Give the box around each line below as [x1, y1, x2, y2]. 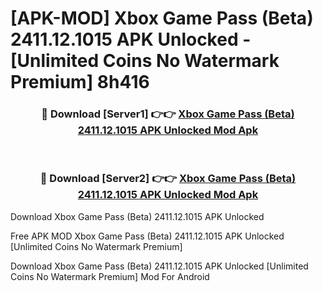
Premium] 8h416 [10, 71, 150, 94]
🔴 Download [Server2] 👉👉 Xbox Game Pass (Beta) [39, 172, 297, 186]
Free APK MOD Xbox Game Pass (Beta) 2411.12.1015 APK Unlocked [10, 230, 285, 242]
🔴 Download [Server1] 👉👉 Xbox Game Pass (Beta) [41, 107, 295, 121]
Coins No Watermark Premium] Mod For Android [10, 270, 210, 282]
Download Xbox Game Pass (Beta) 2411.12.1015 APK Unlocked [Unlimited [10, 260, 309, 272]
